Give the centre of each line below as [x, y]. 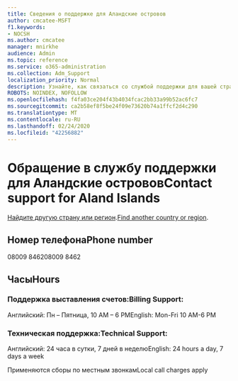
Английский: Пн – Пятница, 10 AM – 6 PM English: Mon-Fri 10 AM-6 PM [112, 315]
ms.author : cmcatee [36, 40]
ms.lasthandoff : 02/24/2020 [49, 126]
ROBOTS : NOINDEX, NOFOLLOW [47, 93]
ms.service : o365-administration [57, 67]
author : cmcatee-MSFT [39, 21]
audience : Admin [31, 54]
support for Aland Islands [84, 198]
